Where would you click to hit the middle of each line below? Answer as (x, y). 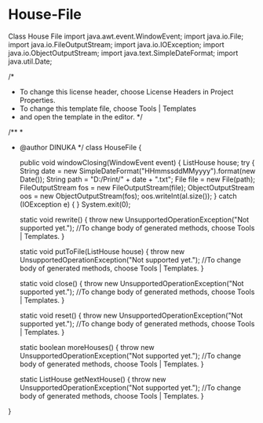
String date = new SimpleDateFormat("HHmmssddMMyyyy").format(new (137, 171)
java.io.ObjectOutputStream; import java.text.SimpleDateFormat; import (123, 53)
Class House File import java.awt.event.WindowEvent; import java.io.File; (126, 36)
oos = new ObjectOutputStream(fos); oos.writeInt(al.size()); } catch (128, 196)
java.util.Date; (30, 61)
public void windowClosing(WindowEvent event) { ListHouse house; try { (137, 162)
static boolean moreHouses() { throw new (87, 347)
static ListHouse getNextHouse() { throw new (93, 379)
